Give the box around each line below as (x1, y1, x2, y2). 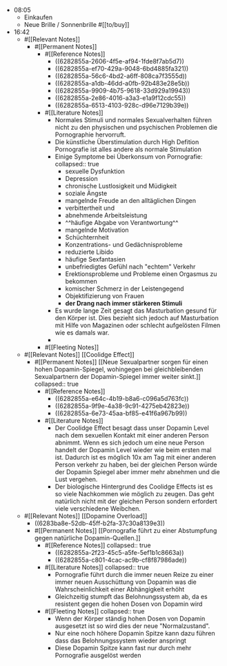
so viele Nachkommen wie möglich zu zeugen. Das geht (55, 490, 215, 498)
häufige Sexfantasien (65, 255, 126, 263)
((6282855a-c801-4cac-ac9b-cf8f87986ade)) (55, 556, 187, 564)
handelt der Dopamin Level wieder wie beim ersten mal (55, 446, 212, 454)
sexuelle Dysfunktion (65, 167, 126, 175)
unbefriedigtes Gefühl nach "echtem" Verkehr (65, 262, 196, 271)
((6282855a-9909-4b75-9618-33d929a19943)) (55, 86, 191, 95)
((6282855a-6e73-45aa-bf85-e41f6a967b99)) (55, 409, 188, 417)
